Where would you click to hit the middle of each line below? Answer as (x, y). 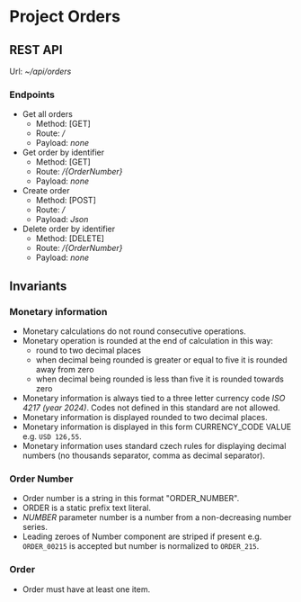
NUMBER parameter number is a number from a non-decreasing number (157, 517)
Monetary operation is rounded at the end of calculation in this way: (148, 340)
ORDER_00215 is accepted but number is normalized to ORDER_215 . (141, 546)
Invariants (38, 286)
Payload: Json (62, 220)
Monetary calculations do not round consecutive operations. (134, 331)
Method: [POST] (66, 201)
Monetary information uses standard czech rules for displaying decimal (154, 445)
